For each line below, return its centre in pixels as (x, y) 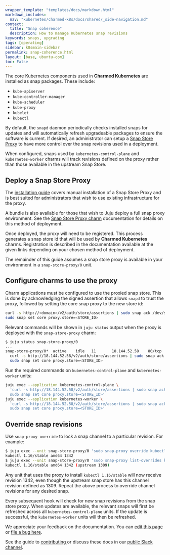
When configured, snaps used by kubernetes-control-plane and (72, 154)
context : (14, 24)
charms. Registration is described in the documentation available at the (79, 244)
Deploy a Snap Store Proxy (48, 180)
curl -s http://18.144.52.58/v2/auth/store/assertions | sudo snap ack (87, 356)
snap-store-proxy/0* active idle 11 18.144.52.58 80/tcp (83, 351)
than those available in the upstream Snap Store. (56, 164)
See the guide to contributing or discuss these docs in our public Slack (79, 542)
